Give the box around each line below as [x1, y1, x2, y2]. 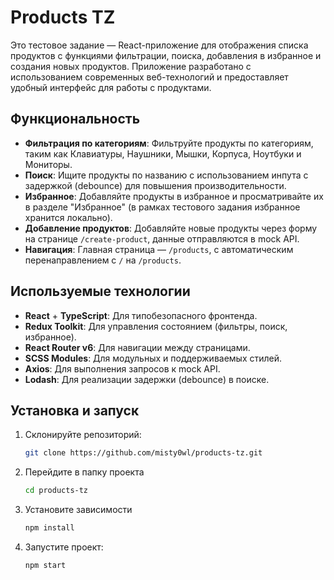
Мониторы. [24, 158, 73, 170]
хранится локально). [24, 211, 113, 223]
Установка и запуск [10, 402, 140, 419]
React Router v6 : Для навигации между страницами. [24, 341, 251, 353]
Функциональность [10, 111, 141, 128]
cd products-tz [24, 486, 89, 496]
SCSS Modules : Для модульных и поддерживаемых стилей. [24, 352, 283, 364]
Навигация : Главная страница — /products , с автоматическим [24, 243, 294, 255]
